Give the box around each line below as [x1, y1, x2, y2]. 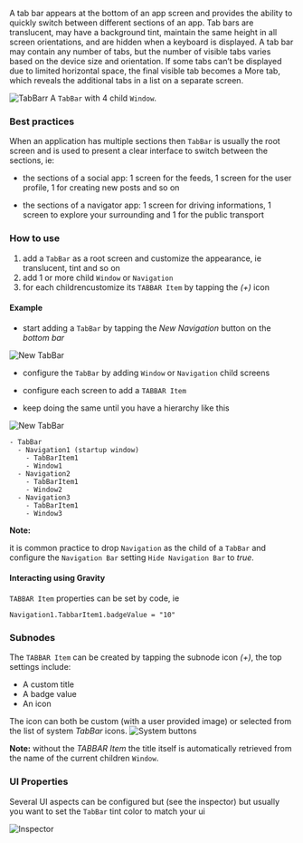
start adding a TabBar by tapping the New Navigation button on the [22, 322, 271, 334]
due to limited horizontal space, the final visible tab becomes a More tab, [9, 65, 280, 76]
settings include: [9, 662, 71, 673]
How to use [9, 232, 61, 245]
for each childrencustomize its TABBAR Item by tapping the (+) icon [22, 281, 270, 293]
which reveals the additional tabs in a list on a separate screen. [9, 75, 244, 85]
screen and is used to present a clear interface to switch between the [9, 145, 269, 157]
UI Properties [9, 775, 69, 788]
